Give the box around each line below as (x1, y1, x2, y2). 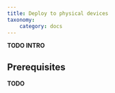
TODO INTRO (7, 42, 45, 50)
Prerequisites (7, 61, 66, 72)
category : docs (19, 23, 63, 29)
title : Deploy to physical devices (7, 10, 109, 17)
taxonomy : (7, 16, 36, 23)
